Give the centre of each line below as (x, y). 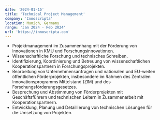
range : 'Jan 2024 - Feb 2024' (36, 28)
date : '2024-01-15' (25, 9)
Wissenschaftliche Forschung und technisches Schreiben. (70, 56)
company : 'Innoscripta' (29, 18)
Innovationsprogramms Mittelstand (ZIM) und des (61, 82)
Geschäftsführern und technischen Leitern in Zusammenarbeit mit (78, 97)
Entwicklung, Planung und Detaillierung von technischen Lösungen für (82, 107)
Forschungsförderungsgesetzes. (44, 87)
